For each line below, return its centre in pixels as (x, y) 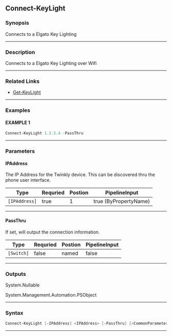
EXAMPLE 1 (18, 123)
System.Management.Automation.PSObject (51, 295)
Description (20, 52)
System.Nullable (23, 285)
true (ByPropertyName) (122, 201)
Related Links (23, 81)
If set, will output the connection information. (52, 232)
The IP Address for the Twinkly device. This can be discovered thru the (80, 175)
